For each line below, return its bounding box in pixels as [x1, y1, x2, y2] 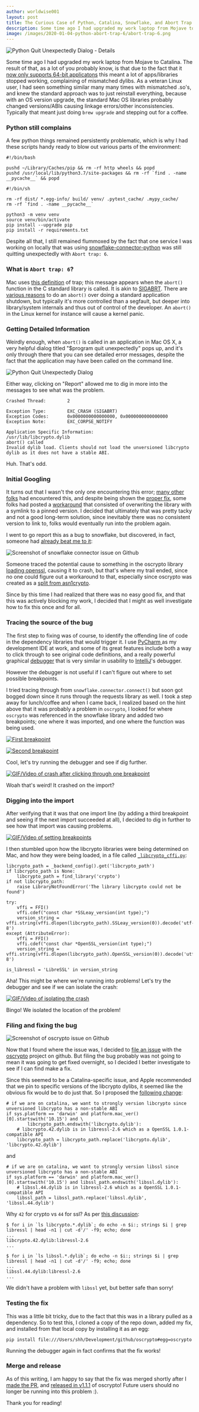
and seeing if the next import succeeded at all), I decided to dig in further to [6, 816, 191, 823]
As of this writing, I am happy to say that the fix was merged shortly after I [6, 1375, 187, 1382]
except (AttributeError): [6, 930, 70, 936]
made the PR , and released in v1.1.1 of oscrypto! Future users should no [6, 1381, 179, 1388]
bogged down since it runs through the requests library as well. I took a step [6, 693, 192, 700]
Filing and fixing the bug [6, 1021, 78, 1029]
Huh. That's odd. [6, 460, 47, 468]
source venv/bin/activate [6, 217, 70, 223]
